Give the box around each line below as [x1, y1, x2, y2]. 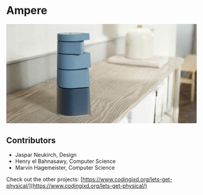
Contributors [6, 135, 56, 145]
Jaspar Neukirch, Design [14, 152, 77, 159]
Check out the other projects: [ [6, 176, 83, 183]
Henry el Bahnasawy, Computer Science [14, 158, 116, 165]
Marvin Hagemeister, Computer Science [14, 164, 115, 171]
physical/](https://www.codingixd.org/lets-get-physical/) [6, 182, 147, 190]
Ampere [6, 4, 48, 18]
